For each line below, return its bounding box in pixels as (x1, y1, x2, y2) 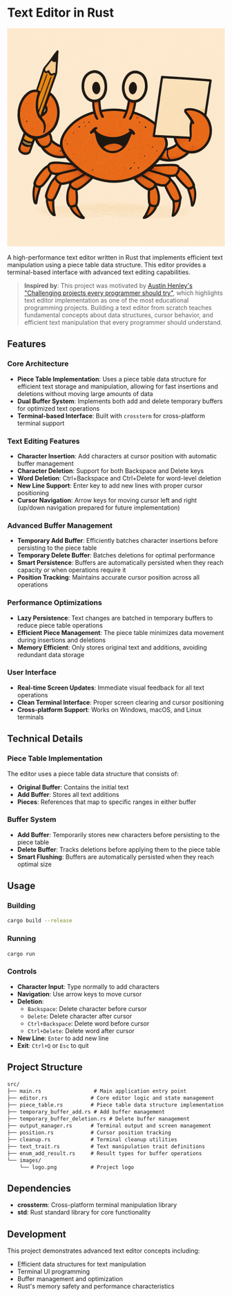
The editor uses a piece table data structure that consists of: (7, 769, 180, 778)
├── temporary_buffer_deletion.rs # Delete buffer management (7, 1115, 190, 1122)
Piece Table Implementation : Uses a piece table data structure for (17, 375, 207, 383)
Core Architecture (7, 359, 69, 368)
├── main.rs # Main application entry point (7, 1087, 187, 1095)
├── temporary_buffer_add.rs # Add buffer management (7, 1108, 166, 1116)
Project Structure (7, 1062, 83, 1073)
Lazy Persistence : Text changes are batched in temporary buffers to (17, 614, 213, 622)
